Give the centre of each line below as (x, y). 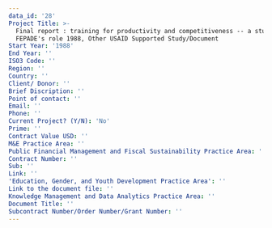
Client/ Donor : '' (39, 83)
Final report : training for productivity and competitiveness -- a (134, 31)
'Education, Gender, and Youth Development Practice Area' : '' (117, 182)
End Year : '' (30, 53)
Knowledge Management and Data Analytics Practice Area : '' (112, 196)
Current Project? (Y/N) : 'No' (59, 121)
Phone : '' (25, 114)
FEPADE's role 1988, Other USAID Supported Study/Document (117, 38)
